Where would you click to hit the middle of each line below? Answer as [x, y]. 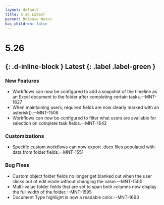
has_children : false [27, 24]
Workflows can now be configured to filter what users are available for [84, 118]
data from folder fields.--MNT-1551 [48, 152]
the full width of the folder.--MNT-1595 [52, 192]
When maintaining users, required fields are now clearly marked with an [86, 107]
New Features [22, 81]
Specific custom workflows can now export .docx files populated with [83, 147]
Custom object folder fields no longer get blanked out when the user [82, 176]
